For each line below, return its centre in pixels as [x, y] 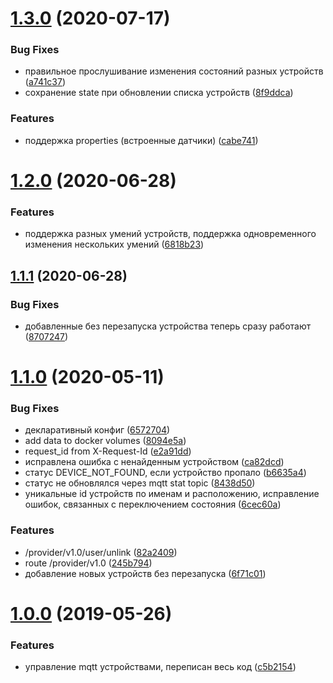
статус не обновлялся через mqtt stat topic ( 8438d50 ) [140, 483]
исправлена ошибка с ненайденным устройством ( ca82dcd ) [154, 462]
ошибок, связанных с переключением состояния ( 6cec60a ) [153, 504]
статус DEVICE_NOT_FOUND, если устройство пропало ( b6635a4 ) [165, 473]
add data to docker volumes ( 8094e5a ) [105, 441]
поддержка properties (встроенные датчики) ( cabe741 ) [141, 140]
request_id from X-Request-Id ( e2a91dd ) [108, 451]
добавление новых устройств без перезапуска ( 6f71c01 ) [145, 573]
